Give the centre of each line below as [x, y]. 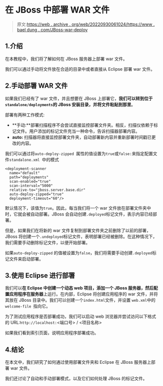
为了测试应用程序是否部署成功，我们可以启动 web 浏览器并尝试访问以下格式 [81, 317]
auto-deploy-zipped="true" [37, 194]
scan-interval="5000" [31, 185]
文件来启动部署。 [26, 259]
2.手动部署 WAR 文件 [36, 86]
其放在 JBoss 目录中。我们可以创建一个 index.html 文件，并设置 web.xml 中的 [80, 300]
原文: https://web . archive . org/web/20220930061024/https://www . [86, 24]
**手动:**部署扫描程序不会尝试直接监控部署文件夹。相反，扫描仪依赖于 [83, 125]
